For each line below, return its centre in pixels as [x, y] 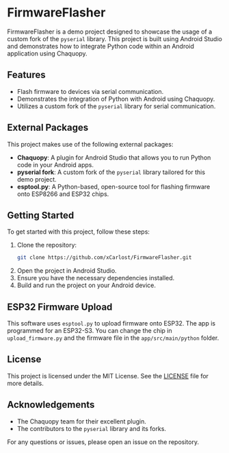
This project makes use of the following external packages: [90, 144]
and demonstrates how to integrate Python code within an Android [101, 46]
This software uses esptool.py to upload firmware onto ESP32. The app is [111, 323]
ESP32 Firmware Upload [60, 307]
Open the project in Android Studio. [67, 271]
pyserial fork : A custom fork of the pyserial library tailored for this [111, 172]
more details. [26, 383]
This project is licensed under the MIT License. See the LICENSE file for [108, 376]
